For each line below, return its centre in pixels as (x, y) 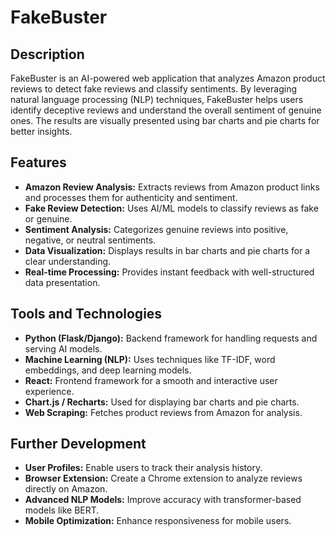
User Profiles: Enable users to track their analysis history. (143, 468)
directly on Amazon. (66, 489)
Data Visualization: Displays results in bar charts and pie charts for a (167, 250)
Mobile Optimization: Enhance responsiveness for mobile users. (158, 521)
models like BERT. (62, 510)
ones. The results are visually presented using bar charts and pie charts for (165, 120)
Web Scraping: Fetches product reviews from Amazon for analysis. (163, 412)
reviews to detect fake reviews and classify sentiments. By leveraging (153, 89)
